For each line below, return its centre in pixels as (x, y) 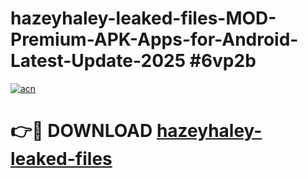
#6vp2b (223, 61)
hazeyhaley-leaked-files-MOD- (143, 18)
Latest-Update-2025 (98, 61)
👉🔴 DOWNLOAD (81, 131)
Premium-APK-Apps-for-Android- (154, 39)
